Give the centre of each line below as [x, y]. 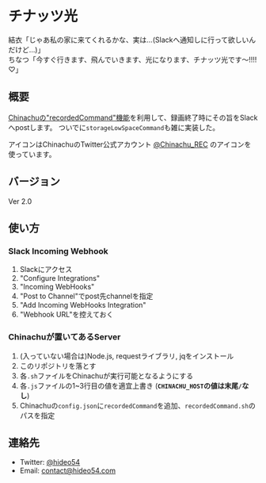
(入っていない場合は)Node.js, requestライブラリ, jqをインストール [127, 356]
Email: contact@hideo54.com [68, 471]
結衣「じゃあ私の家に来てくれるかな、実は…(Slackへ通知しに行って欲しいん [132, 40]
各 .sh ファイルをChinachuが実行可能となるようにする [106, 376]
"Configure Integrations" [60, 278]
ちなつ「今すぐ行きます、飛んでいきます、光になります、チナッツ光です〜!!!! [133, 59]
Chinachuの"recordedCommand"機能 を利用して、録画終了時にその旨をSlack [133, 117]
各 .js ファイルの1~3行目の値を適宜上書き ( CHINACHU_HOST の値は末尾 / [131, 385]
